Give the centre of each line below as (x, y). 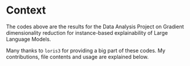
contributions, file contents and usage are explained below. (77, 57)
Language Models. (29, 39)
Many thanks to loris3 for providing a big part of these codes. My (86, 50)
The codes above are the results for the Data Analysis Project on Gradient (95, 27)
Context (26, 10)
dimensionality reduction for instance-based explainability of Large (87, 32)
